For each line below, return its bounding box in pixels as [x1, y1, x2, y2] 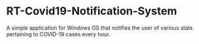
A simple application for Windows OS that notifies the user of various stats [6, 24, 193, 31]
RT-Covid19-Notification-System [6, 4, 178, 18]
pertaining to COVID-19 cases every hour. [6, 30, 111, 37]
